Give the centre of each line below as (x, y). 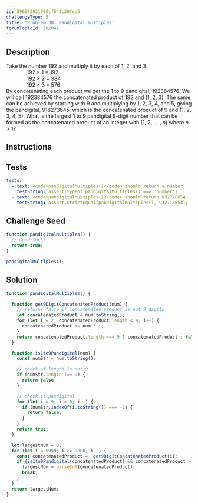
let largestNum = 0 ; (37, 445)
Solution (22, 280)
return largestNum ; (35, 489)
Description (28, 52)
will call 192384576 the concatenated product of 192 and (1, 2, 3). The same (98, 97)
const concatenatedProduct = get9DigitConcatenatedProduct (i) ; (97, 456)
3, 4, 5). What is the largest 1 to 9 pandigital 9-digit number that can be (92, 116)
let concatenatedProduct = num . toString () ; (71, 315)
